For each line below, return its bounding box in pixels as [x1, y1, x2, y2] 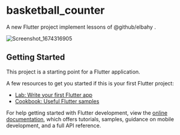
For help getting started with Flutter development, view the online [6, 109, 168, 116]
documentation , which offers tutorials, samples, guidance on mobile [6, 115, 174, 122]
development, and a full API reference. [6, 122, 101, 129]
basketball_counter [6, 4, 105, 17]
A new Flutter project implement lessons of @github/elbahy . [6, 23, 156, 30]
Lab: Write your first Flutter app [14, 91, 93, 99]
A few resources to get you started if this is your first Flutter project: [6, 79, 174, 87]
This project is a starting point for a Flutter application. [6, 68, 140, 75]
